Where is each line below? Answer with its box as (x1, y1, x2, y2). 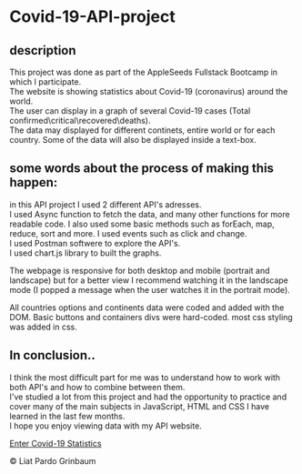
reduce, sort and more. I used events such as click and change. (9, 227, 247, 238)
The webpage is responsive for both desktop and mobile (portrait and (9, 265, 270, 276)
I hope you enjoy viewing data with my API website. (9, 420, 202, 431)
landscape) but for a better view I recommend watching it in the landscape (9, 275, 288, 286)
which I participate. (9, 76, 82, 87)
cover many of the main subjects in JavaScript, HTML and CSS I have (9, 400, 270, 411)
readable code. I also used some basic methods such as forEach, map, (9, 218, 275, 229)
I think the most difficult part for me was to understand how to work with (9, 371, 280, 383)
